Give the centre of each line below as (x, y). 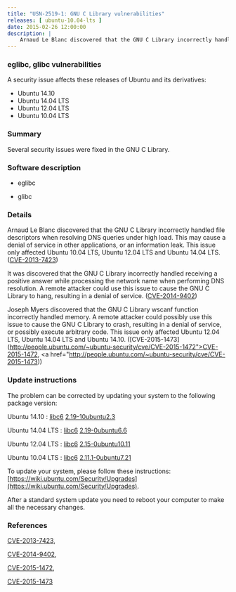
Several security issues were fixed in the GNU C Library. (88, 149)
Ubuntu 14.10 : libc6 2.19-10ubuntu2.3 (61, 416)
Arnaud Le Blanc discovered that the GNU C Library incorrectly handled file (116, 230)
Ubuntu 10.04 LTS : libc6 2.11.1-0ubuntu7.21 (69, 457)
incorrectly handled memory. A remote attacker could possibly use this (110, 317)
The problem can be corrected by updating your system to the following (111, 395)
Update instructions (42, 380)
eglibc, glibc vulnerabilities (54, 65)
